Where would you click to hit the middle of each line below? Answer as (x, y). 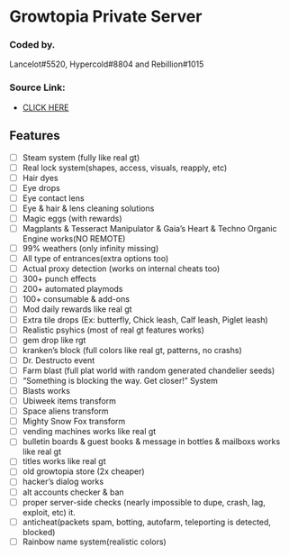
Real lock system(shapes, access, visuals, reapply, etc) (125, 168)
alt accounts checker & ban (73, 492)
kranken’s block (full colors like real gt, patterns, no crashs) (132, 350)
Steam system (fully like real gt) (81, 157)
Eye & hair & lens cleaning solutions (88, 208)
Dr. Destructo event (59, 360)
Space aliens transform (66, 411)
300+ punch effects (59, 279)
